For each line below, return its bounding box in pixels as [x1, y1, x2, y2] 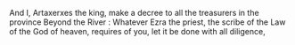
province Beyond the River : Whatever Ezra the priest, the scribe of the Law [9, 17, 286, 27]
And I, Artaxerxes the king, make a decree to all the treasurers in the [9, 8, 260, 18]
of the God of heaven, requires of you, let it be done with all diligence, [9, 26, 266, 36]
